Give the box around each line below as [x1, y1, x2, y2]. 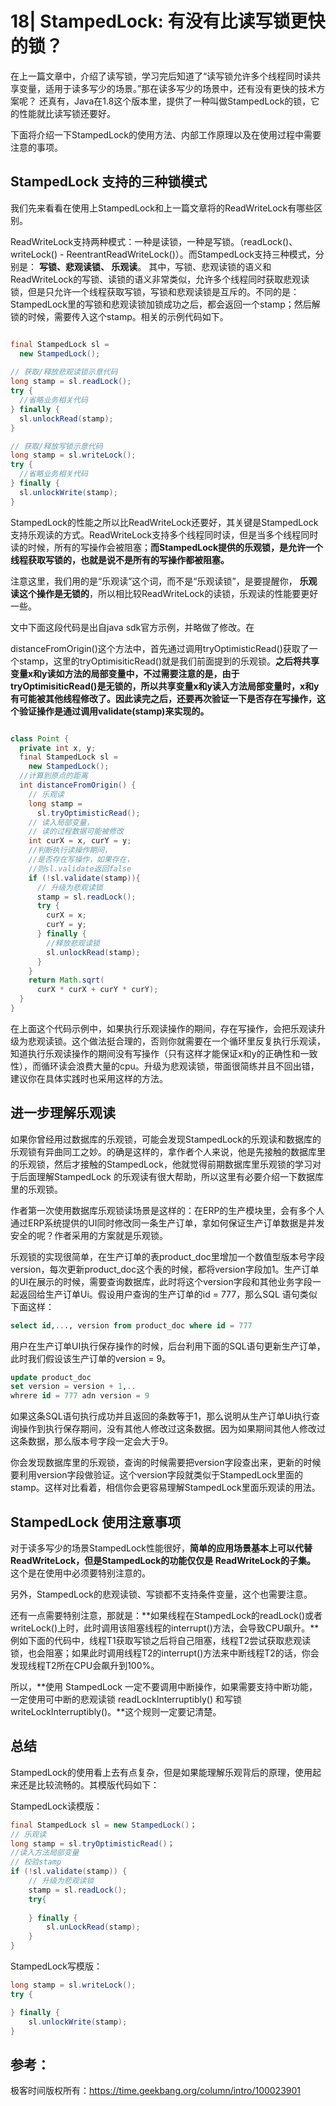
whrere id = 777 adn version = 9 [10, 1391, 150, 1401]
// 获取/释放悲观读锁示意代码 [10, 367, 118, 377]
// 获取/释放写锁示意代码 [10, 441, 103, 451]
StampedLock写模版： [10, 1960, 103, 1972]
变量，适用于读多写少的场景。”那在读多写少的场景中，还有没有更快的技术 [18, 82, 317, 94]
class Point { [10, 733, 70, 744]
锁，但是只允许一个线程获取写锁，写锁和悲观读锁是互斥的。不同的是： [10, 285, 300, 297]
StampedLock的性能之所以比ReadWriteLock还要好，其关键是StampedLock [10, 516, 319, 528]
